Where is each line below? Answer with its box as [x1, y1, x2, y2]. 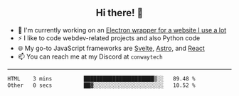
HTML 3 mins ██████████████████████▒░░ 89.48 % [7, 75, 196, 82]
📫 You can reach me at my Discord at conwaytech [17, 52, 163, 61]
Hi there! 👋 [95, 7, 144, 19]
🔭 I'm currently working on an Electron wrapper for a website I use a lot [17, 25, 227, 34]
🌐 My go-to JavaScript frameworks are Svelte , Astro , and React [17, 44, 205, 52]
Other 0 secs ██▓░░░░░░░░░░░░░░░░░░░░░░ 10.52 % [7, 82, 196, 89]
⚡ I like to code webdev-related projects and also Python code [17, 33, 201, 42]
